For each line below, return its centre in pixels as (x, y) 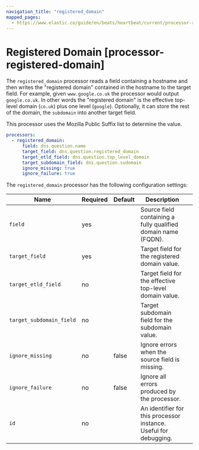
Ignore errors (158, 345)
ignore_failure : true (49, 174)
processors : (21, 135)
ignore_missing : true (49, 168)
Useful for (154, 431)
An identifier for (162, 408)
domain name (159, 232)
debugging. (156, 438)
